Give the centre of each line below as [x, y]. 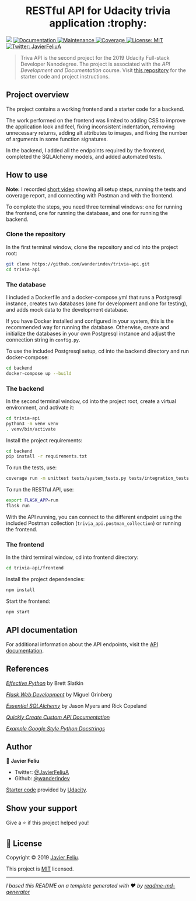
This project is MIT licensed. [40, 869]
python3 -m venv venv [32, 424]
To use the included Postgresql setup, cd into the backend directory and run [98, 351]
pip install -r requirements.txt [47, 456]
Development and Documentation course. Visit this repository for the [103, 70]
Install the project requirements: [44, 440]
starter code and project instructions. [65, 76]
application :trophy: [98, 23]
